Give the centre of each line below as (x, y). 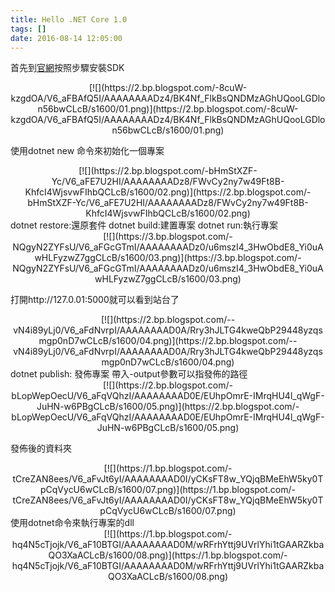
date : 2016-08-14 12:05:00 (66, 38)
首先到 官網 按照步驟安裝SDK (67, 68)
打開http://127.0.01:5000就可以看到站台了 (95, 300)
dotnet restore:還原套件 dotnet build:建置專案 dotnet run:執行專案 (144, 225)
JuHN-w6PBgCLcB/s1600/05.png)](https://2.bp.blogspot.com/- (168, 407)
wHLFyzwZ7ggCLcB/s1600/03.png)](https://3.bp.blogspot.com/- (168, 258)
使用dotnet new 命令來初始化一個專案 (87, 151)
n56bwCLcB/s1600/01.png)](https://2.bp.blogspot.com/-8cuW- (168, 109)
